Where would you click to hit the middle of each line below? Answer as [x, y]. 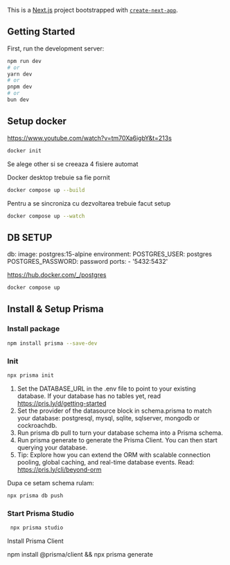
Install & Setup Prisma [55, 309]
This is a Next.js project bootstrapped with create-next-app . [93, 10]
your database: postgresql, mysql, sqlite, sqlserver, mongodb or [108, 418]
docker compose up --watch [46, 216]
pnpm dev [20, 87]
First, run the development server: [56, 48]
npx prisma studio [37, 528]
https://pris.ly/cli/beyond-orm [59, 469]
